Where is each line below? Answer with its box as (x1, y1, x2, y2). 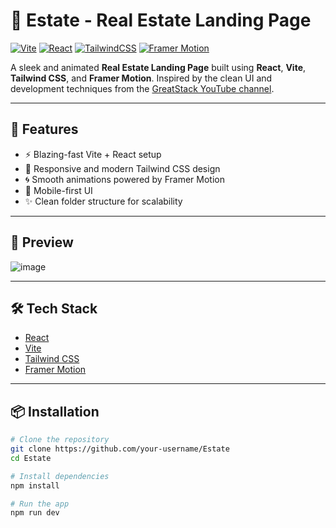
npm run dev (10, 508, 60, 518)
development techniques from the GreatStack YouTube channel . (10, 82, 275, 94)
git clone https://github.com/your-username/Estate (10, 444, 230, 454)
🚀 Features (10, 121, 79, 138)
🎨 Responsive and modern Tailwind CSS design (24, 162, 221, 174)
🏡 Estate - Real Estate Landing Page (10, 9, 312, 32)
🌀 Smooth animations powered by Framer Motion (24, 173, 225, 185)
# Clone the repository (10, 435, 110, 445)
